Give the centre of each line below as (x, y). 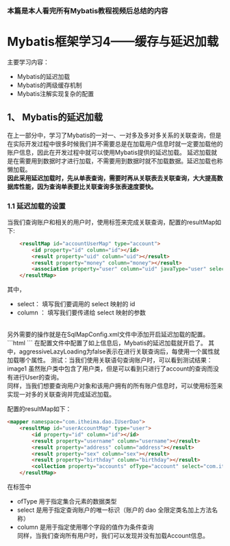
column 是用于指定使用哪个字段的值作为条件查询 (85, 527)
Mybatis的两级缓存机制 (49, 85)
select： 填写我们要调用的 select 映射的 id (76, 304)
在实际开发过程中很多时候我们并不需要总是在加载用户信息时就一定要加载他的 (115, 144)
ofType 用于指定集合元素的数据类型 (67, 501)
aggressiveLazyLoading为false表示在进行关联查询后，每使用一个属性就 (119, 351)
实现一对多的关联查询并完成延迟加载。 (61, 395)
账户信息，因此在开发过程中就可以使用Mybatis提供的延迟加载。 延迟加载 (109, 152)
